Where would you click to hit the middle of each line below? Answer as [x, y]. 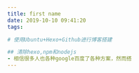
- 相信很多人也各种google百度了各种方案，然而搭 [69, 59]
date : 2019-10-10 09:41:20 [47, 20]
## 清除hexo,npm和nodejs [42, 52]
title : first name [34, 14]
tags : [15, 27]
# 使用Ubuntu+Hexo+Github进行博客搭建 [60, 39]
